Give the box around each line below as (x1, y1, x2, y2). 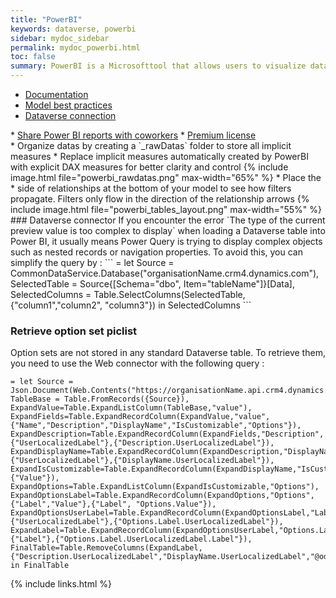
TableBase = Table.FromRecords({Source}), (10, 394, 190, 405)
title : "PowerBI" (10, 14, 83, 25)
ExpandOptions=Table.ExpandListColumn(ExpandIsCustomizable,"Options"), (10, 482, 320, 492)
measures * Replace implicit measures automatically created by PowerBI (10, 151, 309, 162)
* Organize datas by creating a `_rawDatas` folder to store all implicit (10, 140, 292, 151)
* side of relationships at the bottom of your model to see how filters (10, 182, 292, 194)
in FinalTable (10, 561, 70, 571)
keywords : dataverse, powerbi (10, 24, 137, 34)
